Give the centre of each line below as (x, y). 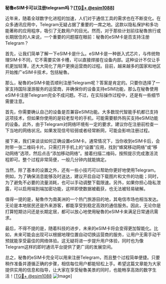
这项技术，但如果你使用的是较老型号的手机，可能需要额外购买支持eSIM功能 (82, 118)
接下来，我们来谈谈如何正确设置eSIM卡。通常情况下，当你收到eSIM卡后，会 (83, 141)
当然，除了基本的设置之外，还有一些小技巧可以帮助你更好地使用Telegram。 (82, 170)
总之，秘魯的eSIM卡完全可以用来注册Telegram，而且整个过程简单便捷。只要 (83, 257)
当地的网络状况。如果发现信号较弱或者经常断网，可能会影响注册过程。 (81, 130)
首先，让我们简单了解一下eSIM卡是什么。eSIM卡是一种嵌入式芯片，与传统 (81, 54)
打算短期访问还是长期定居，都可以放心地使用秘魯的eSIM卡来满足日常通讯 (80, 212)
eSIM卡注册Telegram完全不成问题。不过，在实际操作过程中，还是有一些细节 (83, 95)
